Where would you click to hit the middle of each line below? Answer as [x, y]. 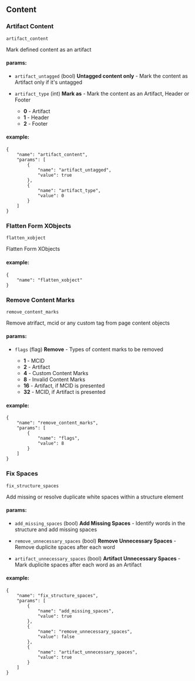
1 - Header [36, 117]
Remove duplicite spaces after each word [65, 547]
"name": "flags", [59, 439]
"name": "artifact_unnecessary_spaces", [88, 652]
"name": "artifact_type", [69, 191]
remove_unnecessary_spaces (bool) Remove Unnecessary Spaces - [95, 541]
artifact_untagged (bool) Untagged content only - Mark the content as [101, 76]
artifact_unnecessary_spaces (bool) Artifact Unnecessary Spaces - [97, 558]
